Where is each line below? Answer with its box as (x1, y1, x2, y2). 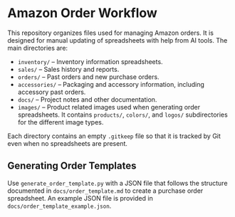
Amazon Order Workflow (7, 5, 158, 21)
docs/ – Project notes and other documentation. (17, 95, 157, 104)
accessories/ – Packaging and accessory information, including (17, 80, 205, 88)
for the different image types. (17, 117, 104, 126)
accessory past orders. (17, 88, 86, 96)
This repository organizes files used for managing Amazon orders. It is (7, 28, 214, 37)
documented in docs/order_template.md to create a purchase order (7, 186, 204, 195)
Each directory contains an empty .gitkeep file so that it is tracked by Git (7, 132, 221, 140)
